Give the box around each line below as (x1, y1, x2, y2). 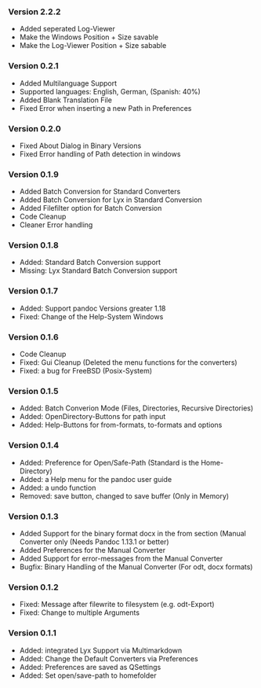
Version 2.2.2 (8, 6, 61, 17)
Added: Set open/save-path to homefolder (19, 671, 157, 680)
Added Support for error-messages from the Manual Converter (19, 554, 223, 563)
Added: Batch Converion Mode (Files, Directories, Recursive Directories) (19, 403, 254, 413)
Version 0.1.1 (8, 627, 56, 638)
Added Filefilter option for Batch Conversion (19, 204, 162, 213)
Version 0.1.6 (8, 331, 59, 342)
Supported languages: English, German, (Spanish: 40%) (19, 86, 201, 96)
